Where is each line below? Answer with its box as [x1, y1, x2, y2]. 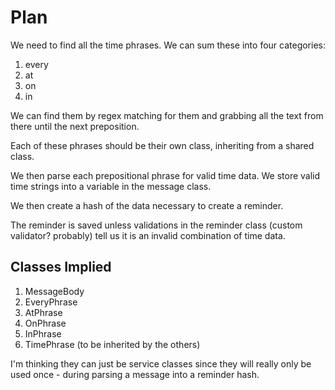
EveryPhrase [24, 296, 78, 308]
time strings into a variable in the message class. [10, 180, 212, 192]
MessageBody [24, 285, 85, 297]
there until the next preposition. [10, 120, 140, 132]
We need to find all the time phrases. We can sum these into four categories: [10, 39, 327, 51]
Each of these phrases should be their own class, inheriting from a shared [10, 139, 315, 151]
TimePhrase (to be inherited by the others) [24, 338, 201, 350]
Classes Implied [10, 259, 112, 276]
